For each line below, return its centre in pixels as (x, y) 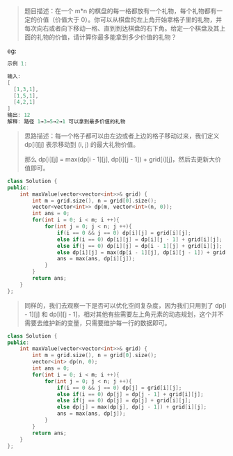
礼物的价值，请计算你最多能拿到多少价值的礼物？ (107, 37)
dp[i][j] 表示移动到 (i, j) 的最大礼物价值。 (82, 144)
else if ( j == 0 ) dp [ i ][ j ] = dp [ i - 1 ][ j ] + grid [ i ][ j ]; (139, 246)
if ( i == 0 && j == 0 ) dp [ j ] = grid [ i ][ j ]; (119, 388)
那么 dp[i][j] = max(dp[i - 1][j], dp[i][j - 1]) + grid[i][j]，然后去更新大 (120, 159)
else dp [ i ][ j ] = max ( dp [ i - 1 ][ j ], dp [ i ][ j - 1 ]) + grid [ (143, 252)
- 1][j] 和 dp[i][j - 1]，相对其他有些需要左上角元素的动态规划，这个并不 (124, 314)
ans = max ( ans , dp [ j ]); (91, 414)
